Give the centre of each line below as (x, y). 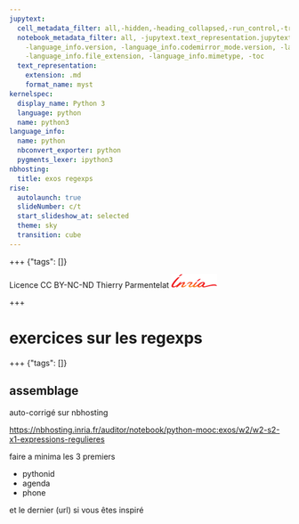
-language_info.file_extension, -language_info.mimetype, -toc (145, 57)
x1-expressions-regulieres (57, 439)
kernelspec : (31, 94)
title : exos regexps (55, 178)
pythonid (38, 473)
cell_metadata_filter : (59, 28)
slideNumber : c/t (49, 207)
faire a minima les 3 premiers (62, 456)
